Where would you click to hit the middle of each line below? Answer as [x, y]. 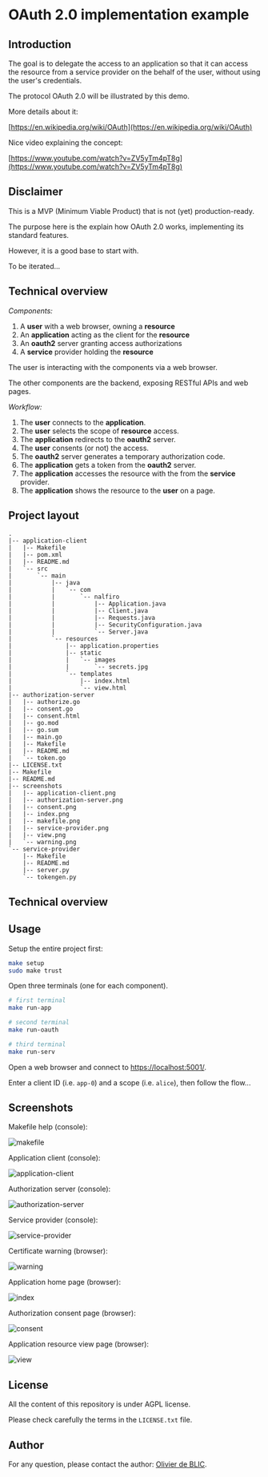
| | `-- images [62, 660]
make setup [26, 963]
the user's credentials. [45, 80]
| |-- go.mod [34, 723]
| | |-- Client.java [78, 611]
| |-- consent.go [41, 709]
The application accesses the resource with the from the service [128, 473]
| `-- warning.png [43, 843]
